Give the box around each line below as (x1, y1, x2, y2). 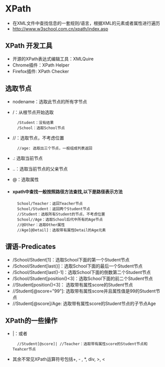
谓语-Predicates (5, 242, 56, 251)
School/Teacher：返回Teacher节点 (17, 201, 83, 206)
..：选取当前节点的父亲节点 (12, 165, 68, 171)
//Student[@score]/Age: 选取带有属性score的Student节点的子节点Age (12, 300, 156, 306)
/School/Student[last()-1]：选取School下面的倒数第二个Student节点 (12, 269, 151, 275)
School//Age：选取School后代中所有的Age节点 (17, 217, 103, 222)
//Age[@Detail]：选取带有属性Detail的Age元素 (17, 227, 106, 232)
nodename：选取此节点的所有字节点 (12, 98, 87, 104)
